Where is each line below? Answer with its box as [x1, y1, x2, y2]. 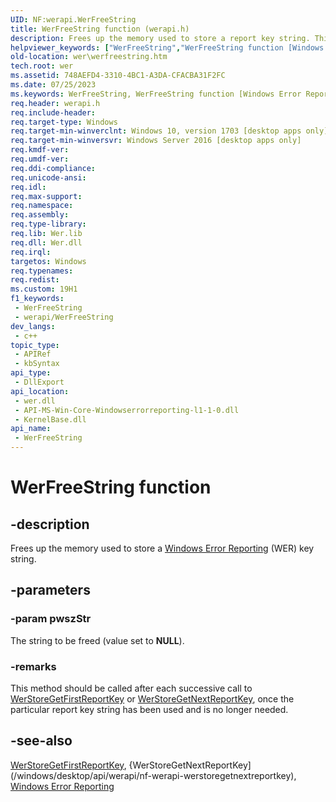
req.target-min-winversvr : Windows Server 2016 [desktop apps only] [10, 136, 302, 146]
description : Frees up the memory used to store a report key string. [10, 33, 311, 43]
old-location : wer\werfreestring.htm [10, 52, 168, 62]
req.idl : [10, 182, 47, 192]
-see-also [10, 732, 73, 750]
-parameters [10, 582, 91, 599]
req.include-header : [10, 107, 97, 118]
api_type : [10, 368, 52, 378]
